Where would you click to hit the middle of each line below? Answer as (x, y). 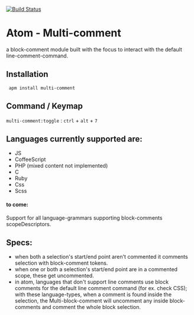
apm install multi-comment (42, 88)
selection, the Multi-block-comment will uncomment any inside (91, 301)
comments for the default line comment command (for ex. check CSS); (101, 288)
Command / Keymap (44, 106)
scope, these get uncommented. (54, 276)
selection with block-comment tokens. (61, 263)
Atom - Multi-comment (64, 33)
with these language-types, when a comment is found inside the (93, 295)
